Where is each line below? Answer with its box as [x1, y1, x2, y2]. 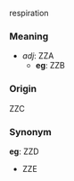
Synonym [9, 125, 52, 138]
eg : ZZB [35, 60, 65, 71]
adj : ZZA [21, 50, 54, 61]
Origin [9, 83, 37, 95]
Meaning [9, 30, 49, 42]
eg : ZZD [9, 146, 39, 157]
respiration [9, 8, 49, 18]
